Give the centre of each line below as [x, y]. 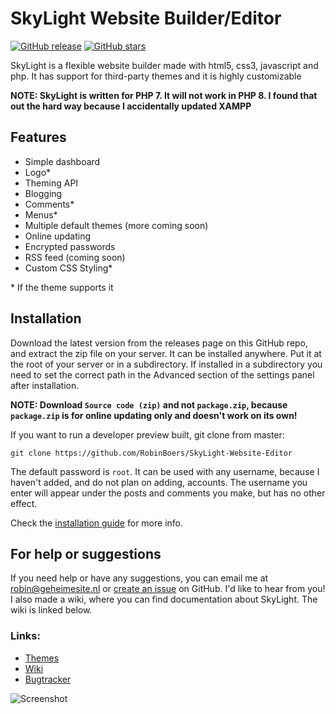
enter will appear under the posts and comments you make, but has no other [168, 493]
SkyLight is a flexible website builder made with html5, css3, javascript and [164, 65]
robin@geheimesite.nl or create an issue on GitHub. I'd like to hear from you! [168, 589]
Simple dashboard [62, 161]
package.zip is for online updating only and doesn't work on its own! [154, 415]
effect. [24, 503]
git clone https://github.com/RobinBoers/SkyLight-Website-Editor [151, 453]
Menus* [41, 214]
